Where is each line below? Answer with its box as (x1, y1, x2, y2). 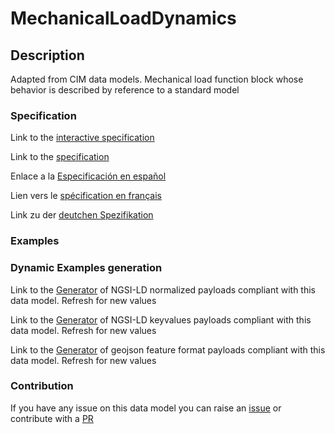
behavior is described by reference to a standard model (10, 84, 240, 96)
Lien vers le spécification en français (10, 190, 162, 202)
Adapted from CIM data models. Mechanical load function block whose (10, 73, 304, 85)
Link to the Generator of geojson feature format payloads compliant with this (10, 343, 326, 356)
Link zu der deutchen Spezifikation (10, 209, 154, 221)
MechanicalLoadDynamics (10, 7, 237, 30)
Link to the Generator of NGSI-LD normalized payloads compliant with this (10, 283, 316, 296)
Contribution (10, 379, 74, 393)
